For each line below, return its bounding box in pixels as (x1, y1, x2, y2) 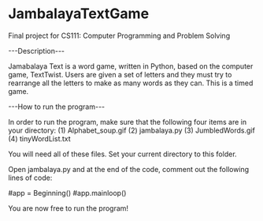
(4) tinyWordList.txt (8, 133, 71, 143)
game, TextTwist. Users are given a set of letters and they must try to (8, 69, 232, 79)
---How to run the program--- (8, 102, 106, 111)
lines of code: (8, 173, 53, 182)
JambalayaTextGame (8, 5, 150, 23)
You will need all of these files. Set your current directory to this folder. (8, 149, 238, 159)
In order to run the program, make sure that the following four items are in (8, 117, 247, 126)
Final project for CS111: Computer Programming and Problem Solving (8, 31, 231, 40)
